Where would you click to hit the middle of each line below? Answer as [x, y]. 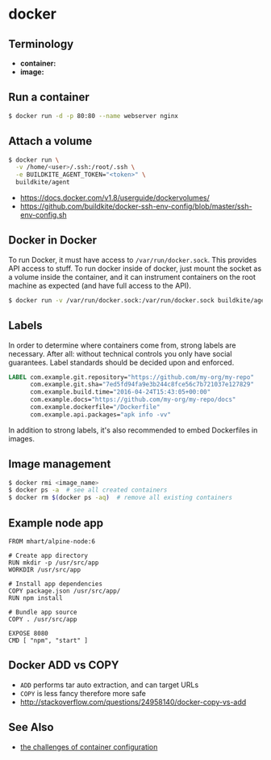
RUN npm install [35, 598]
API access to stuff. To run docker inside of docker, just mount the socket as [135, 268]
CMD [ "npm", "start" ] [48, 640]
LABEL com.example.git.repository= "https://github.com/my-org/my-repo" [131, 377]
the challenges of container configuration [89, 747]
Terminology [41, 44]
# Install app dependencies [56, 584]
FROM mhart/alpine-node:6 [52, 542]
